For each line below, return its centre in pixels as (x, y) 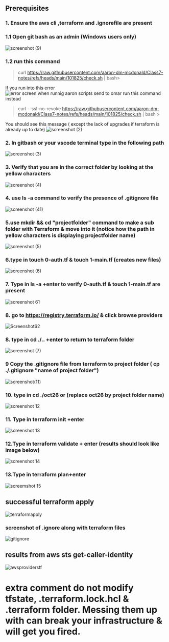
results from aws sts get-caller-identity (69, 555)
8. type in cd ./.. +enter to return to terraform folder (70, 339)
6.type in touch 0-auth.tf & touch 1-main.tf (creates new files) (83, 260)
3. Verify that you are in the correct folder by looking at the (79, 167)
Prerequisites (27, 8)
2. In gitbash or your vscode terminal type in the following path (85, 143)
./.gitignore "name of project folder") (52, 370)
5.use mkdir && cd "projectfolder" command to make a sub (80, 223)
